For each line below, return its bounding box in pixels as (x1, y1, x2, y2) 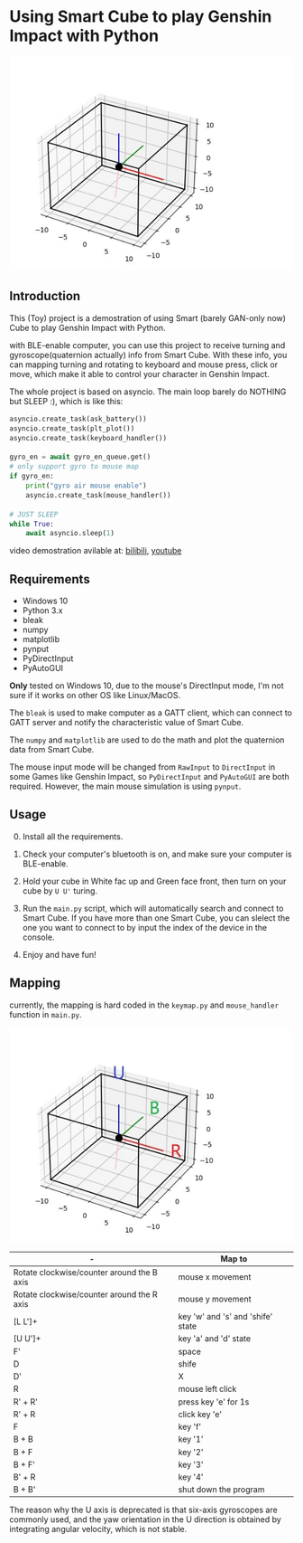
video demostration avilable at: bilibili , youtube (9, 545, 182, 556)
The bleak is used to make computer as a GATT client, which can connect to (9, 707, 293, 718)
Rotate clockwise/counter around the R (13, 1289, 158, 1300)
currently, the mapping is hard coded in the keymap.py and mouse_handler (9, 999, 280, 1010)
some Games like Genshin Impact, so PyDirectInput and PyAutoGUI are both (9, 771, 290, 782)
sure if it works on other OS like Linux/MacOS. (9, 690, 181, 701)
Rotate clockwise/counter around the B (13, 1266, 158, 1277)
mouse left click (178, 1384, 237, 1395)
